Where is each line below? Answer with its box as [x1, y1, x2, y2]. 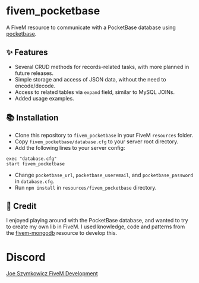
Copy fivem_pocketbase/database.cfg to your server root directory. [14, 138, 179, 145]
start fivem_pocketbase [6, 161, 65, 167]
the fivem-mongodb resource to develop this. [6, 229, 118, 237]
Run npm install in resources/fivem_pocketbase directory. [14, 184, 157, 191]
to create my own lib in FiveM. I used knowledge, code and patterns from [6, 223, 185, 230]
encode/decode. [14, 82, 56, 89]
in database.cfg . [14, 177, 55, 185]
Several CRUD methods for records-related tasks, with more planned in [14, 63, 189, 70]
